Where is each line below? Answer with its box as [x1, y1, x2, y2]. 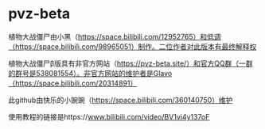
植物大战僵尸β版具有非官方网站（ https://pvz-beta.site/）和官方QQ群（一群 [8, 59, 253, 68]
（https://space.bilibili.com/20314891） [8, 78, 138, 88]
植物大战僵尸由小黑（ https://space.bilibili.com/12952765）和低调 [8, 32, 221, 41]
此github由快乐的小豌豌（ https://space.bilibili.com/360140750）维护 [8, 95, 233, 104]
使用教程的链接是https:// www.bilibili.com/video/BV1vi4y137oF [8, 112, 210, 121]
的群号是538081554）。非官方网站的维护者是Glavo [8, 68, 173, 78]
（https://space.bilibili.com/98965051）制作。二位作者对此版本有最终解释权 [8, 41, 257, 51]
